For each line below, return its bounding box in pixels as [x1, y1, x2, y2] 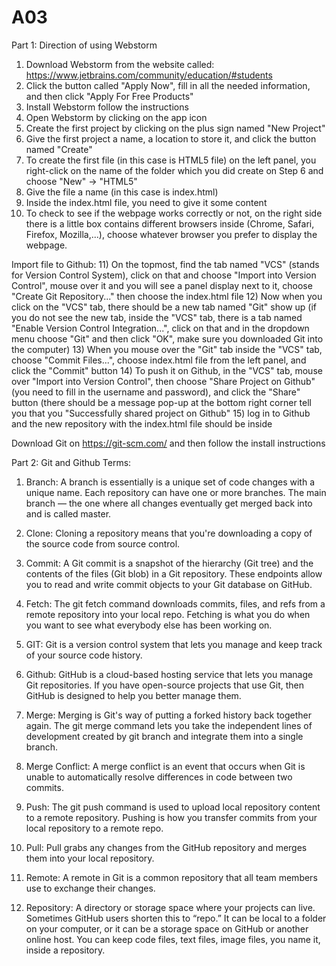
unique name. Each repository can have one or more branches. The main [25, 486, 327, 498]
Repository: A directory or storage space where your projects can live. [25, 901, 316, 913]
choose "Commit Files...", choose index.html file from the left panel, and [11, 354, 307, 366]
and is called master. [25, 507, 112, 520]
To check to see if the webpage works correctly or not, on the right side [25, 207, 323, 219]
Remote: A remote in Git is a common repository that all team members [25, 871, 318, 883]
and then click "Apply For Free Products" [25, 90, 194, 102]
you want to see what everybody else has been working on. [25, 619, 273, 631]
